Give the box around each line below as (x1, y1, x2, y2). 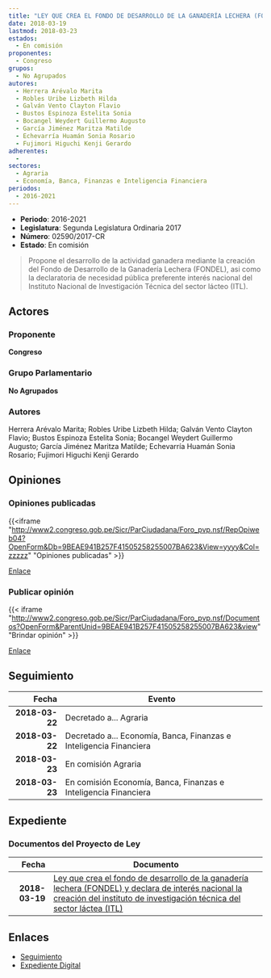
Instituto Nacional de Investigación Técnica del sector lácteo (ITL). (27, 281, 248, 291)
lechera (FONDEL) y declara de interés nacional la (53, 883, 243, 894)
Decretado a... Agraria (65, 711, 148, 723)
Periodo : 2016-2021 (19, 214, 86, 224)
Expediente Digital (19, 960, 81, 970)
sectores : (8, 162, 42, 170)
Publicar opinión (8, 586, 74, 598)
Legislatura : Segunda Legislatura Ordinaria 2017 (19, 223, 181, 233)
